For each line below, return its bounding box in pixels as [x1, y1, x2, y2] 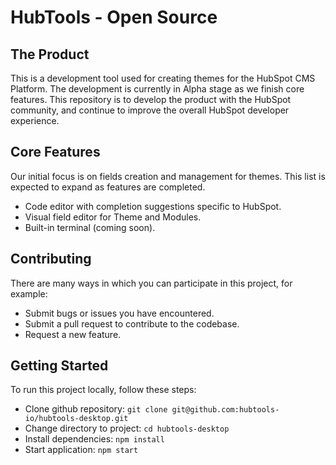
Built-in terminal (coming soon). [24, 221, 156, 233]
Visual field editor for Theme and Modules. [24, 211, 202, 223]
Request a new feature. [24, 328, 122, 340]
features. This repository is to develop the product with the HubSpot [10, 94, 292, 105]
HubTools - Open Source [10, 6, 218, 29]
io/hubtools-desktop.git [24, 414, 129, 424]
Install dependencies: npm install [24, 433, 165, 445]
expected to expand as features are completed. [10, 181, 206, 193]
